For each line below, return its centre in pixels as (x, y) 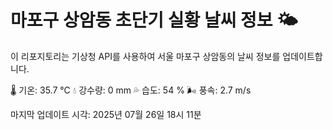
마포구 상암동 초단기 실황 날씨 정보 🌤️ (154, 20)
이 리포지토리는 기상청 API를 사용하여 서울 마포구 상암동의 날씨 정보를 (145, 56)
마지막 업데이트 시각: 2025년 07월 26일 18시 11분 (106, 114)
